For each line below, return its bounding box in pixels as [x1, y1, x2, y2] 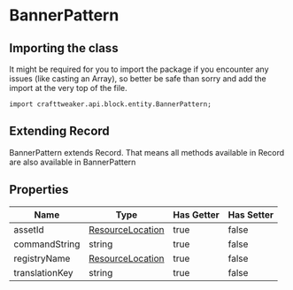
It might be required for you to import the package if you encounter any [9, 64, 269, 74]
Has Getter [173, 209, 220, 221]
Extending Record [9, 124, 111, 139]
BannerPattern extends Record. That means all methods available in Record [9, 147, 285, 157]
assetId [13, 223, 44, 235]
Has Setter [227, 209, 274, 221]
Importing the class [9, 41, 119, 56]
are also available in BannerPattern [9, 156, 136, 167]
